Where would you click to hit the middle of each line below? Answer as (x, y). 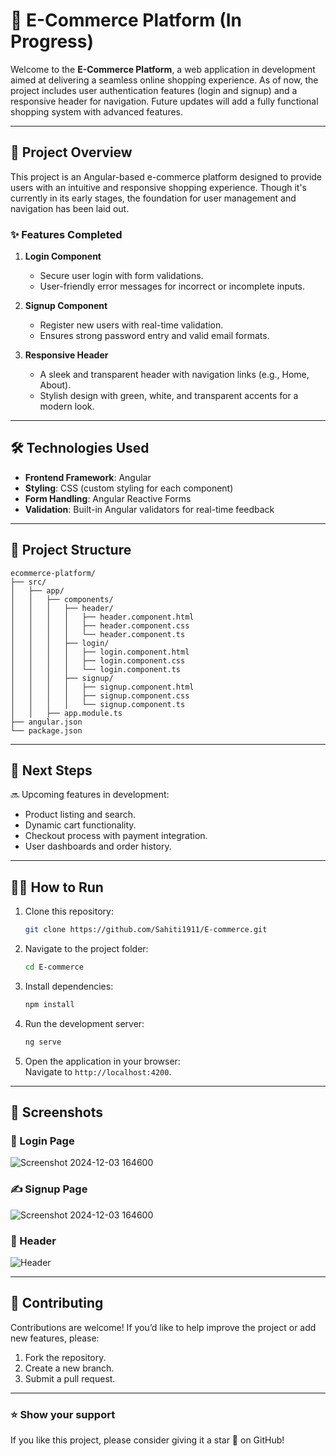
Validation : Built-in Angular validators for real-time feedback (149, 509)
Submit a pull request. (70, 1378)
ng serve (43, 1042)
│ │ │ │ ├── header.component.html (102, 617)
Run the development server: (84, 1023)
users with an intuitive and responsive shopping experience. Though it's (158, 187)
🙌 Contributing (57, 1303)
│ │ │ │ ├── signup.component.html (102, 687)
